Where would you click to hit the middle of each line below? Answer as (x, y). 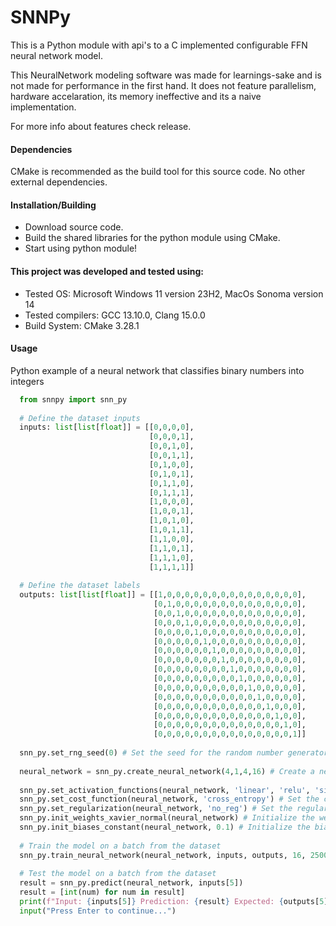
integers (27, 381)
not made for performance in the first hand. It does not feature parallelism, (163, 85)
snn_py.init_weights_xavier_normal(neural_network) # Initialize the (167, 818)
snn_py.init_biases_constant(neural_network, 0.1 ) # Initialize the (165, 827)
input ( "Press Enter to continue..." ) (98, 911)
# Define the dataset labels (80, 586)
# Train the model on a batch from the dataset (120, 846)
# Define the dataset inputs (80, 418)
